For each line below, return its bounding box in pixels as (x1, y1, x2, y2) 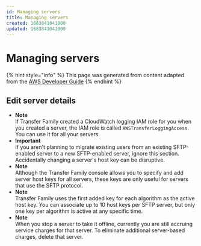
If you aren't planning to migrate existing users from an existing (14, 143, 172, 151)
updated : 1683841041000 (6, 25, 66, 32)
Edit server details (6, 95, 76, 106)
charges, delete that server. (14, 233, 84, 240)
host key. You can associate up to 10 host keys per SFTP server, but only (14, 201, 196, 208)
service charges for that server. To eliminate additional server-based (14, 227, 185, 234)
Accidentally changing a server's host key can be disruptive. (14, 156, 165, 163)
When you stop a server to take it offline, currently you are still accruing (14, 221, 193, 227)
